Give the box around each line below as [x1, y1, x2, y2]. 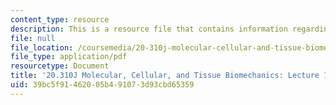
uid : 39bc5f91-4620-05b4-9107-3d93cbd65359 [10, 80, 195, 90]
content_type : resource [10, 14, 110, 25]
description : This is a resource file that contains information [10, 24, 288, 34]
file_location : [10, 42, 74, 53]
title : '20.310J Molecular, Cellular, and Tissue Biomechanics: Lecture [10, 71, 320, 81]
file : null [10, 33, 56, 43]
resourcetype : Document [10, 61, 110, 71]
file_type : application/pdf [10, 52, 128, 62]
